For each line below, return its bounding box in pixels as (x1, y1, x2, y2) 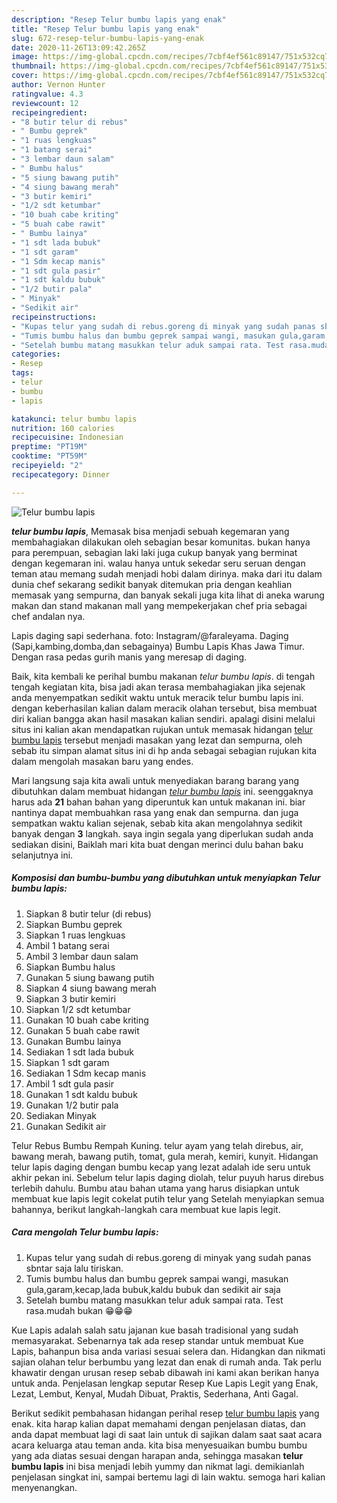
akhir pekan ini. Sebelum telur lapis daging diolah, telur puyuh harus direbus (11, 1171, 324, 1183)
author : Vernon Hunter (11, 80, 106, 90)
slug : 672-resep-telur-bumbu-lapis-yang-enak (11, 33, 204, 43)
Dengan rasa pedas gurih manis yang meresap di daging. (11, 651, 248, 663)
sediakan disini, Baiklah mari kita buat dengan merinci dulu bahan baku (11, 838, 304, 850)
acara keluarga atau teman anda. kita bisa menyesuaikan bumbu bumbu (11, 1439, 308, 1451)
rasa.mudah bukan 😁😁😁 (25, 1304, 133, 1316)
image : (11, 52, 39, 62)
